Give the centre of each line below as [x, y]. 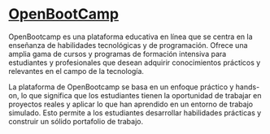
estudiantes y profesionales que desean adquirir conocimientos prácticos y [135, 63]
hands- [248, 87]
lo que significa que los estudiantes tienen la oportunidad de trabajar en [141, 95]
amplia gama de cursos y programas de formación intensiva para [118, 54]
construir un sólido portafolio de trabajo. [76, 121]
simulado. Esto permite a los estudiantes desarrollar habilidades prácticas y [135, 112]
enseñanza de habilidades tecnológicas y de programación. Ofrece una [128, 45]
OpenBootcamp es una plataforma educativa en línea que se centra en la [131, 37]
